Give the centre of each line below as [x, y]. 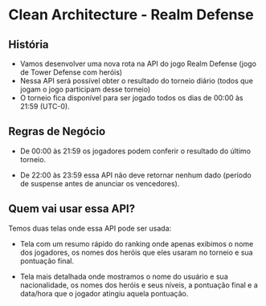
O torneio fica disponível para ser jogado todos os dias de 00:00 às [131, 98]
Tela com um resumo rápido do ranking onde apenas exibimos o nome [137, 243]
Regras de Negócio [57, 131]
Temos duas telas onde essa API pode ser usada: [90, 228]
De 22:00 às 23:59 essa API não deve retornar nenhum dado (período [135, 175]
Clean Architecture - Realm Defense [131, 15]
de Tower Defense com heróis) [71, 72]
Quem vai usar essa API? [72, 209]
